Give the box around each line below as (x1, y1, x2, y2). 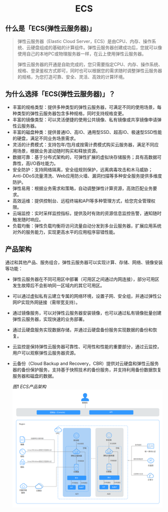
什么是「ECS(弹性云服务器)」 (5, 24, 96, 32)
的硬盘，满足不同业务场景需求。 (12, 135, 78, 141)
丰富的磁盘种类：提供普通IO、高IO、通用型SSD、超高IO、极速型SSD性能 (12, 129, 162, 135)
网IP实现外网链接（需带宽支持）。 (12, 299, 80, 305)
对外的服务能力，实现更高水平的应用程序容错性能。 (12, 229, 118, 235)
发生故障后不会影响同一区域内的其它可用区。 (12, 282, 105, 288)
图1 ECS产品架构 (12, 383, 46, 390)
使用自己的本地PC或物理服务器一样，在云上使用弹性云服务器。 (17, 51, 146, 56)
